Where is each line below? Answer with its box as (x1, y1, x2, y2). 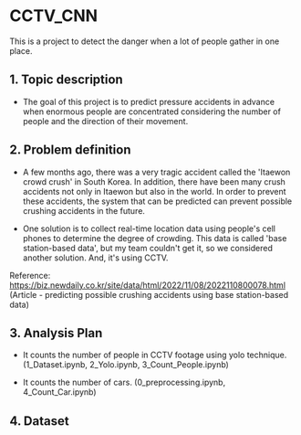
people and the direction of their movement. (22, 115, 189, 126)
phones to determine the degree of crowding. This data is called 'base (22, 232, 287, 243)
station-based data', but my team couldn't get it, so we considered (22, 242, 274, 253)
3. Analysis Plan (9, 325, 103, 341)
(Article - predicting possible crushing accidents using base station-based (9, 289, 289, 300)
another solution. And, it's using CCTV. (22, 252, 169, 263)
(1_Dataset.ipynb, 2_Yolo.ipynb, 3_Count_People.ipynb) (22, 359, 230, 370)
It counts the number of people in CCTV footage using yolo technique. (22, 349, 287, 361)
